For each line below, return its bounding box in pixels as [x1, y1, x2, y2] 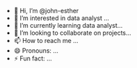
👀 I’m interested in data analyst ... [13, 14, 110, 22]
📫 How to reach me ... [13, 37, 79, 44]
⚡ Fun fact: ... [13, 54, 52, 62]
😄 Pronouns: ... [13, 46, 59, 55]
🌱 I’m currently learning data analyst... [13, 22, 123, 29]
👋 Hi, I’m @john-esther [13, 7, 79, 15]
